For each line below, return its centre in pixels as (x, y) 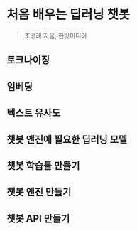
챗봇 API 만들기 (38, 219)
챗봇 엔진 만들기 (39, 192)
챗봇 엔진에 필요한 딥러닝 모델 (67, 139)
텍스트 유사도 (34, 113)
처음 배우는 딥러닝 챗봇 (68, 15)
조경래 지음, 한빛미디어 (55, 36)
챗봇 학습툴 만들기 (43, 165)
